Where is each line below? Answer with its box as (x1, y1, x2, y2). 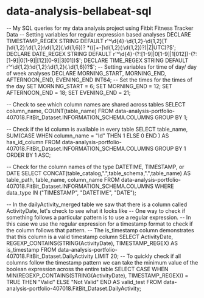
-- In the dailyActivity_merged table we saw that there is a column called (6, 201, 188, 208)
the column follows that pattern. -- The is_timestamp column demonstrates (6, 226, 194, 234)
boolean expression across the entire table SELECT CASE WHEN (6, 265, 169, 272)
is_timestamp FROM (6, 246, 57, 253)
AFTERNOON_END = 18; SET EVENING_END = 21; (6, 89, 131, 96)
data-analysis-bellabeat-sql (6, 4, 152, 18)
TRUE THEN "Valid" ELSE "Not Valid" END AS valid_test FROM (6, 278, 163, 285)
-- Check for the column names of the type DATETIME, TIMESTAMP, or (6, 163, 185, 170)
